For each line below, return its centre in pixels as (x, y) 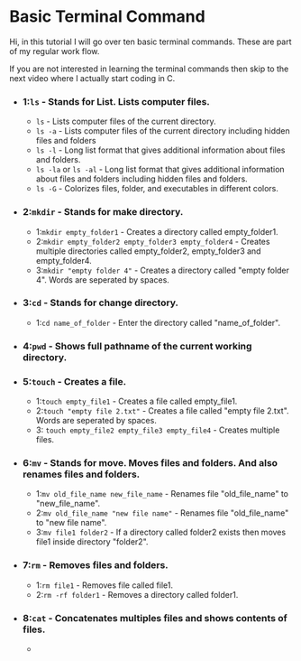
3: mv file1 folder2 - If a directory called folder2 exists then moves (161, 532)
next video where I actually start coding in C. (92, 78)
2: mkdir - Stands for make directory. (103, 212)
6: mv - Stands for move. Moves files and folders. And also (150, 462)
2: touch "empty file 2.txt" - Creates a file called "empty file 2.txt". (163, 411)
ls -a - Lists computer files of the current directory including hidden (163, 131)
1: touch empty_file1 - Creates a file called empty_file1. (137, 401)
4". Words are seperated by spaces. (102, 279)
